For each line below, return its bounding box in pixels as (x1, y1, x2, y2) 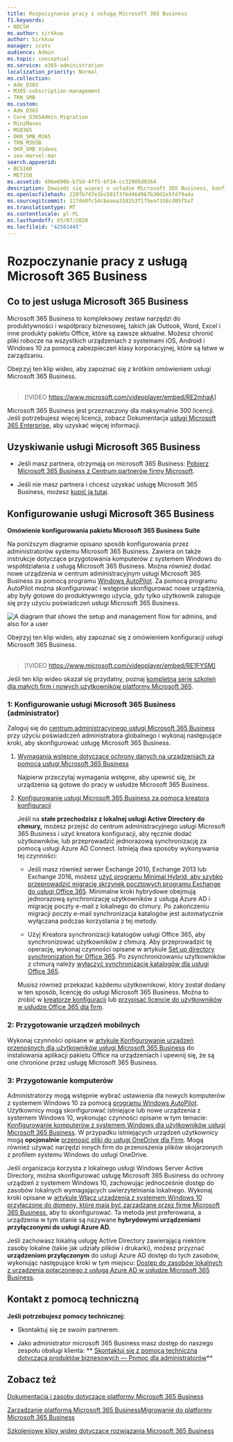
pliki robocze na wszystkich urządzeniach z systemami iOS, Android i (7, 336, 206, 345)
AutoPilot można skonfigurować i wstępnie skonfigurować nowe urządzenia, (7, 584, 225, 593)
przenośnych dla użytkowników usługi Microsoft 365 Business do (7, 1043, 195, 1051)
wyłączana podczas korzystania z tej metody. (27, 917, 158, 925)
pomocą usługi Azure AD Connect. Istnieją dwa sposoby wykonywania (17, 844, 219, 853)
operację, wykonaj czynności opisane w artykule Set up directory (27, 945, 215, 953)
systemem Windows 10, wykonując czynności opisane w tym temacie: (7, 1113, 208, 1122)
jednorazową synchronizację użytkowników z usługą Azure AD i (27, 894, 210, 903)
